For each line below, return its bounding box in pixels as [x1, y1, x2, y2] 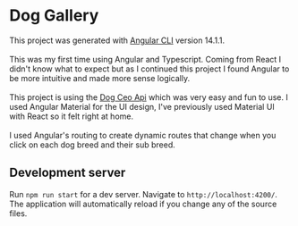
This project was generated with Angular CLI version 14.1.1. [9, 35, 226, 46]
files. [9, 207, 28, 219]
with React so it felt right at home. [9, 111, 134, 121]
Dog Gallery [9, 5, 99, 26]
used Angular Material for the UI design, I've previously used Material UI [9, 101, 275, 112]
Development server [9, 165, 126, 180]
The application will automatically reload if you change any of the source [9, 198, 277, 209]
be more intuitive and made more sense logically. [9, 72, 191, 83]
